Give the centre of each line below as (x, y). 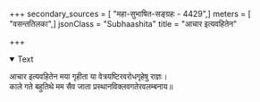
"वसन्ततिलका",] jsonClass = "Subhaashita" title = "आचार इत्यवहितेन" (123, 24)
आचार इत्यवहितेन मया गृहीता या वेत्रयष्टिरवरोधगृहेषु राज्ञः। (88, 76)
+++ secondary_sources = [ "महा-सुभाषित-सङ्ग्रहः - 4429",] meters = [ (130, 14)
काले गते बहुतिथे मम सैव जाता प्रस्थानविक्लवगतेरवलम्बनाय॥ (91, 86)
